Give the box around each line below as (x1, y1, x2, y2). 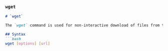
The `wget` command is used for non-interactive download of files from (5, 23, 160, 28)
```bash (5, 36, 21, 41)
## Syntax (5, 32, 26, 37)
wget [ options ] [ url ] (5, 41, 50, 46)
